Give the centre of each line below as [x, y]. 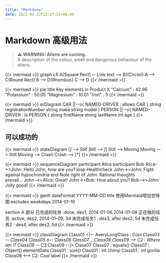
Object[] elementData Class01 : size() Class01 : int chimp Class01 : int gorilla [83, 251]
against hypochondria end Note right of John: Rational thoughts [70, 175]
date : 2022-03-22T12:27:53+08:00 [40, 14]
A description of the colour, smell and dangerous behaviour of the [84, 60]
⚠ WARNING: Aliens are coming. [52, 55]
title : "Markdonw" [24, 10]
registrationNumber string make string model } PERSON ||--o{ [68, 110]
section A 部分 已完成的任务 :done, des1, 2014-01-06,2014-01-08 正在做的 [81, 212]
